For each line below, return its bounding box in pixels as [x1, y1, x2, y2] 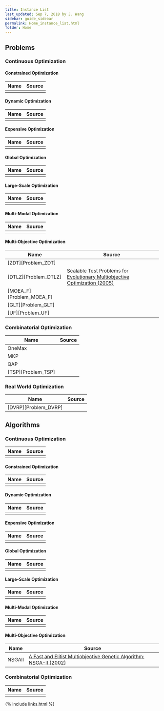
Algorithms [5, 421, 40, 429]
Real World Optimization [5, 384, 64, 390]
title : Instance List [5, 7, 49, 12]
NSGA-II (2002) [28, 659, 66, 666]
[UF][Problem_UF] [7, 309, 50, 316]
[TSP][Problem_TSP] [7, 369, 55, 376]
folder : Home [5, 25, 32, 30]
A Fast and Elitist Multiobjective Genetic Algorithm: [28, 653, 145, 660]
